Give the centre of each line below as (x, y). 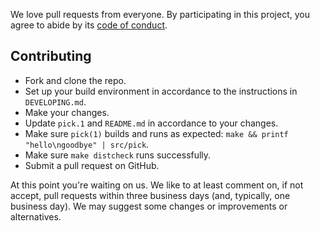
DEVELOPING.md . (55, 101)
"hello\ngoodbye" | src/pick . (87, 144)
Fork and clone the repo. (75, 80)
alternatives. (36, 216)
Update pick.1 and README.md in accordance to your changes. (151, 123)
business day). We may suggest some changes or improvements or (149, 206)
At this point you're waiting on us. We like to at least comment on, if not (157, 185)
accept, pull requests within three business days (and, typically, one (150, 195)
